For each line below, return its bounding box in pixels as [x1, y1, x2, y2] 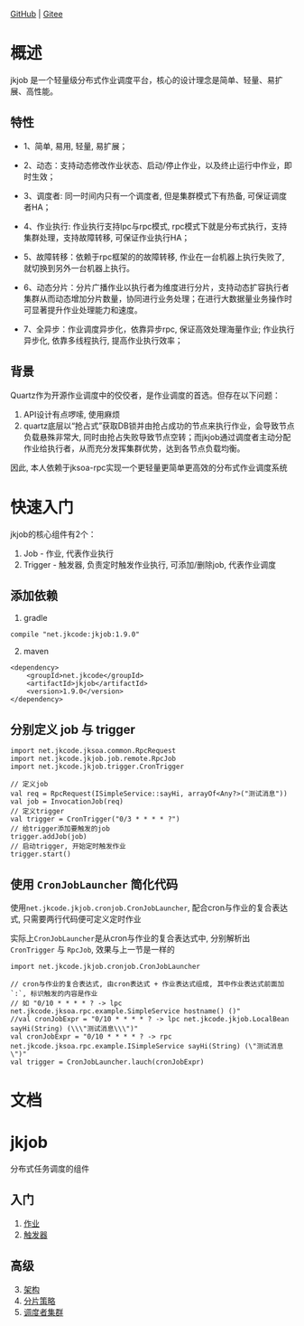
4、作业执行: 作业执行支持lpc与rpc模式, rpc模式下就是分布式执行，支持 [23, 221, 288, 231]
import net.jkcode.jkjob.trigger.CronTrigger [10, 762, 184, 772]
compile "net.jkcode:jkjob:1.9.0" [10, 630, 141, 639]
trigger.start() [10, 850, 71, 859]
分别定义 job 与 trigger [10, 721, 136, 737]
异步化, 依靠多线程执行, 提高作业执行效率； [23, 334, 183, 345]
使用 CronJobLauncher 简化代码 [10, 877, 179, 892]
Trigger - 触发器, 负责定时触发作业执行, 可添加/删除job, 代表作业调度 [23, 559, 277, 569]
